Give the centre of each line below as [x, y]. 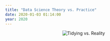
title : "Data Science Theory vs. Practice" [51, 10]
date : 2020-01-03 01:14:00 [33, 14]
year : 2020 [16, 19]
